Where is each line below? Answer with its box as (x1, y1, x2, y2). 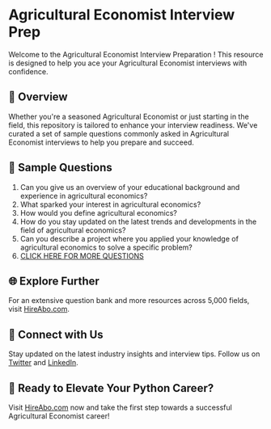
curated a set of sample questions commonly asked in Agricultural (8, 128, 229, 138)
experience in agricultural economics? (19, 191, 148, 200)
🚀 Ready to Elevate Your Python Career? (8, 381, 214, 395)
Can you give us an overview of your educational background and (19, 182, 240, 191)
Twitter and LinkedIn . (8, 358, 78, 368)
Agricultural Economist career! (8, 411, 110, 421)
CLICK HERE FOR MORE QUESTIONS (19, 250, 144, 260)
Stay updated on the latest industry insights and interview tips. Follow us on (8, 349, 260, 359)
